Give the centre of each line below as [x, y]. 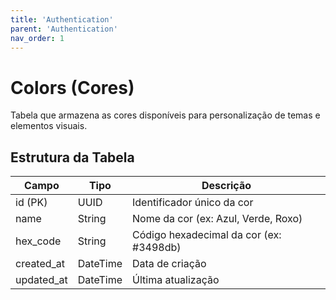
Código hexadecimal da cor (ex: [207, 235]
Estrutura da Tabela [72, 157]
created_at [40, 264]
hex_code [38, 241]
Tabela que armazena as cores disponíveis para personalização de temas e [165, 115]
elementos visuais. [49, 126]
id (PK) [31, 203]
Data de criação [169, 264]
